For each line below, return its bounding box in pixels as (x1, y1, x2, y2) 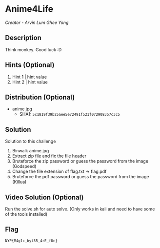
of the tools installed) (5, 211, 48, 217)
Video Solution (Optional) (5, 193, 84, 201)
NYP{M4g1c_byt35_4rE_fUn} (5, 238, 58, 243)
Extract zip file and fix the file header (12, 153, 87, 159)
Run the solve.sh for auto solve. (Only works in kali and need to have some (5, 206, 155, 212)
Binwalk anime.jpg (12, 148, 49, 154)
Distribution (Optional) (5, 93, 75, 101)
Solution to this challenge (5, 138, 56, 145)
